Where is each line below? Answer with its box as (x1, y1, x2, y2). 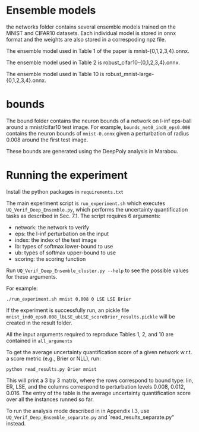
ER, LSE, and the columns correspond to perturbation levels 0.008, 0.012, (6, 383, 186, 390)
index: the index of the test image (14, 236, 97, 244)
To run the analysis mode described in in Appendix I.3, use (6, 407, 150, 414)
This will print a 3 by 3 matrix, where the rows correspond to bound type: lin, (6, 377, 194, 384)
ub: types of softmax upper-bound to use (14, 249, 116, 256)
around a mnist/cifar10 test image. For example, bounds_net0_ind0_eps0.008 (6, 123, 191, 131)
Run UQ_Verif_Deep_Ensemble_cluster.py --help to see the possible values (6, 267, 189, 274)
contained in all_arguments (6, 337, 73, 344)
